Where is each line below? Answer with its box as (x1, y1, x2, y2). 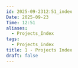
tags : (6, 36, 19, 42)
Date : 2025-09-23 (6, 14, 49, 20)
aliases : (6, 25, 28, 31)
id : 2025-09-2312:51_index (6, 8, 73, 15)
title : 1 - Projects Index (6, 47, 73, 53)
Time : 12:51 (6, 20, 35, 25)
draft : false (6, 53, 38, 59)
